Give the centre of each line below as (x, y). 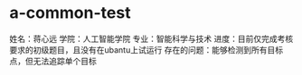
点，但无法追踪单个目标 (53, 61)
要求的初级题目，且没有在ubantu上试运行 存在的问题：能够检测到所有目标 (146, 50)
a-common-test (70, 13)
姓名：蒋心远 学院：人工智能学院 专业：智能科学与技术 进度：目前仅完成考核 (151, 38)
